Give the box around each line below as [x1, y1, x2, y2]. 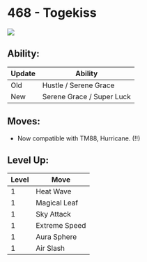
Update [10, 68, 36, 78]
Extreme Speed [36, 221, 86, 231]
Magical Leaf [36, 198, 79, 208]
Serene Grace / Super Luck [42, 92, 131, 101]
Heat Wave [36, 187, 72, 196]
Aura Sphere [36, 232, 77, 242]
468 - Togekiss [7, 5, 97, 21]
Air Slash [36, 243, 65, 253]
